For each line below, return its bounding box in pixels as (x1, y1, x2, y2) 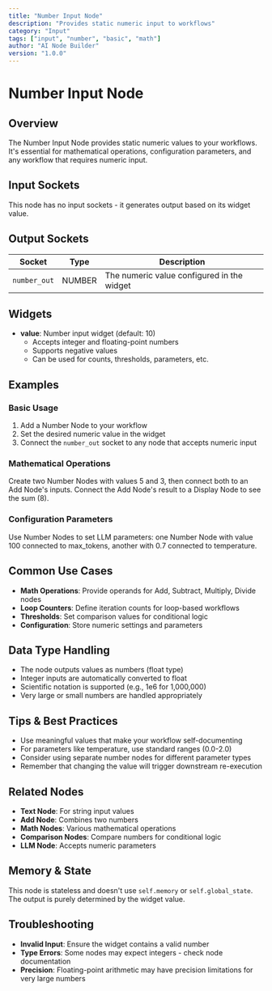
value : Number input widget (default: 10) (19, 328, 156, 338)
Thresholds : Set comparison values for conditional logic (19, 612, 209, 621)
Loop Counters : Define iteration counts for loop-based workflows (19, 603, 240, 612)
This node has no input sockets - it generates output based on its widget (8, 200, 251, 210)
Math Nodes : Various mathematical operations (19, 823, 176, 833)
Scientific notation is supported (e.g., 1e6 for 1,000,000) (19, 682, 206, 692)
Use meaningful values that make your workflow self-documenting (19, 735, 243, 745)
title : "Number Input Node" (8, 11, 104, 20)
